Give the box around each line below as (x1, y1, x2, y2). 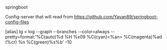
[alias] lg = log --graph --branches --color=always (5, 29, 110, 34)
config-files (5, 19, 29, 25)
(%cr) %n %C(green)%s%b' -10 (5, 39, 72, 45)
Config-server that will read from (5, 14, 73, 19)
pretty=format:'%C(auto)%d (5, 34, 64, 40)
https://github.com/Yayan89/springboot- (74, 14, 158, 19)
